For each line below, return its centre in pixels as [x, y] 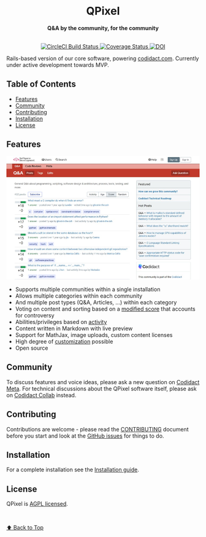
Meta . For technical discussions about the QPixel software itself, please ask [102, 388]
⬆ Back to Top [25, 528]
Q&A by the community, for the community [103, 28]
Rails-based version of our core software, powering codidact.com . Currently [103, 58]
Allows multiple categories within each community [79, 296]
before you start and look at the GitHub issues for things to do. [85, 436]
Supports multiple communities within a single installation [88, 289]
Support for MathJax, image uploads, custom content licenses [94, 334]
